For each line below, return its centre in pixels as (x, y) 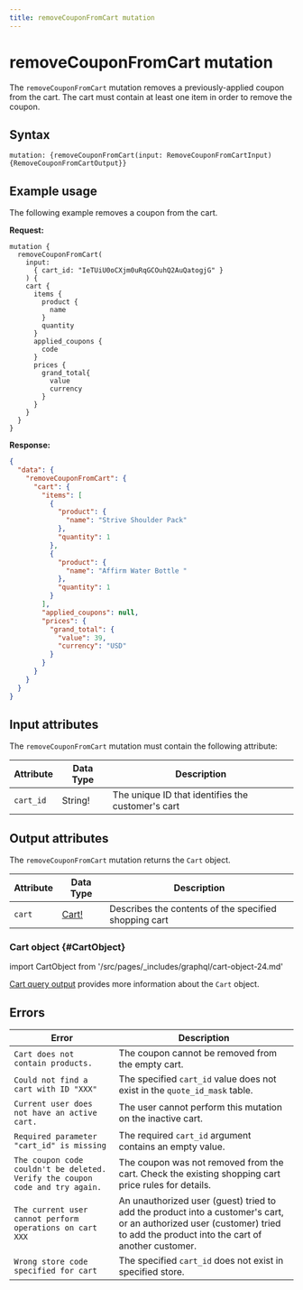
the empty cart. (151, 1064)
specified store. (151, 1272)
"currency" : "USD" (92, 646)
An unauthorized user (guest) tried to (197, 1201)
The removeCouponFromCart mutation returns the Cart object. (120, 860)
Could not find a (51, 1080)
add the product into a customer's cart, (201, 1212)
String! (76, 801)
